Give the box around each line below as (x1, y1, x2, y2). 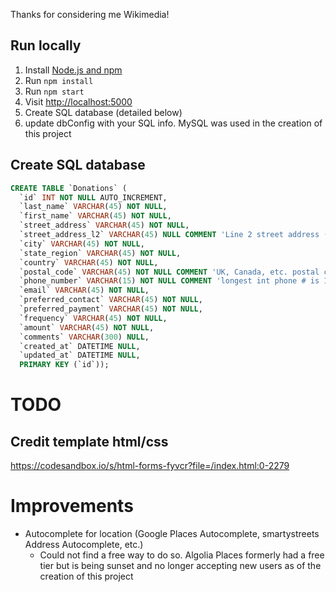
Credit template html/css (10, 433, 169, 450)
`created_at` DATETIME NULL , (19, 341, 141, 351)
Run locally (10, 37, 82, 54)
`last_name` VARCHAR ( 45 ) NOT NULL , (19, 202, 168, 212)
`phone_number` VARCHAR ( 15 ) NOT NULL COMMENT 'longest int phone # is (19, 276, 320, 286)
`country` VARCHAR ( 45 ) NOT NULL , (19, 257, 159, 268)
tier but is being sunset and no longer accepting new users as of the (39, 560, 322, 572)
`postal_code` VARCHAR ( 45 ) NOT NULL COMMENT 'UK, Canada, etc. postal (19, 267, 320, 277)
